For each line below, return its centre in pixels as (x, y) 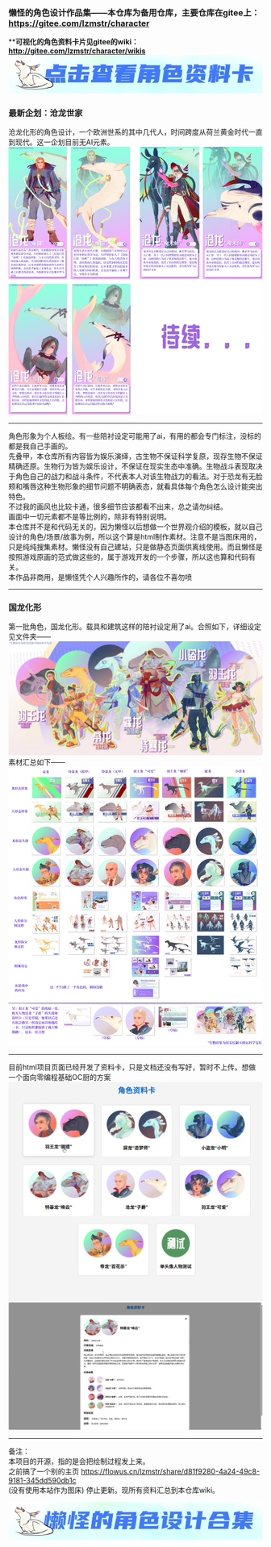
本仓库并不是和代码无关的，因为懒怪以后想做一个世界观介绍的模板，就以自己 (135, 527)
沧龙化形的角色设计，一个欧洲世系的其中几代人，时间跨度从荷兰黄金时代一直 (135, 132)
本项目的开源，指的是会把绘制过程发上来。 (79, 1461)
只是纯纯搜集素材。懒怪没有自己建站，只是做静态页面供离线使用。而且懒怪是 (135, 547)
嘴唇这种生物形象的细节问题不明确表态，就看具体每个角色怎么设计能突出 (142, 486)
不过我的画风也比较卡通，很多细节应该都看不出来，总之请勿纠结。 (118, 507)
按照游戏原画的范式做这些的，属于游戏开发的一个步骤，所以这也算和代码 (128, 557)
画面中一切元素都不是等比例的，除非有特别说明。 (90, 516)
